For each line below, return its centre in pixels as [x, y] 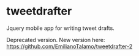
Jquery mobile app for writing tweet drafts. [60, 28]
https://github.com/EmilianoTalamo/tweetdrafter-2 [69, 46]
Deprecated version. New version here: [56, 40]
